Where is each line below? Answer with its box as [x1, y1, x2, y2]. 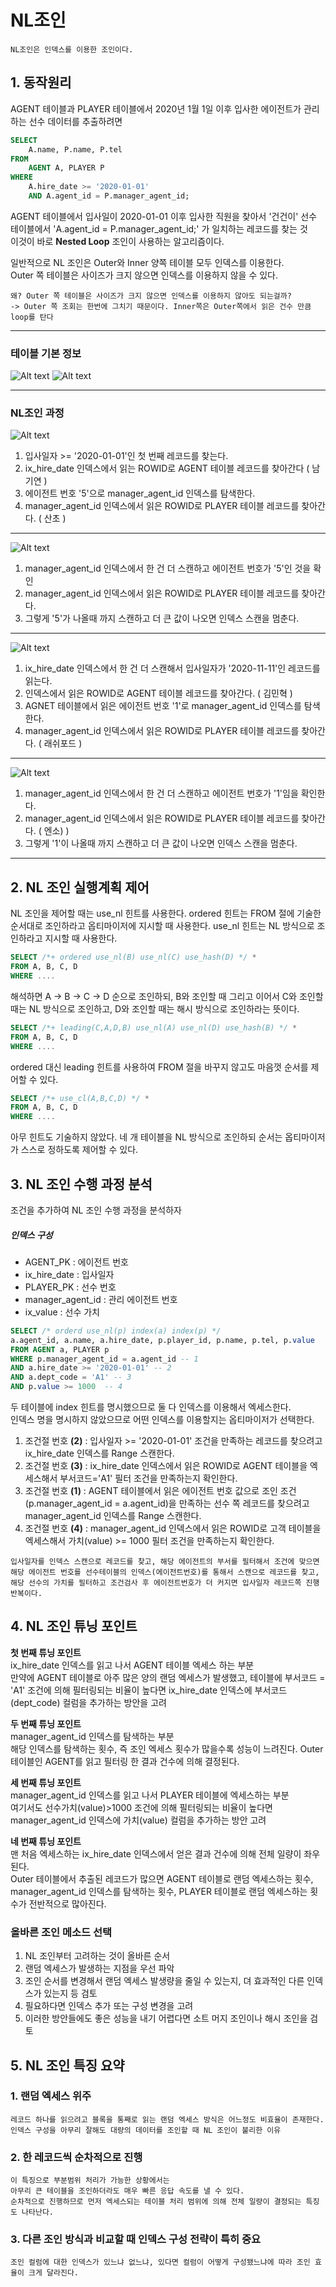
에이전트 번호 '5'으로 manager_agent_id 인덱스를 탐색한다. [24, 487, 256, 500]
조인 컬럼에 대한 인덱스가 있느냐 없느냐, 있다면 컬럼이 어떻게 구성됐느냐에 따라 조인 [10, 2257, 311, 2268]
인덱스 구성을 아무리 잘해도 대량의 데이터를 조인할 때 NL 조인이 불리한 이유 [10, 2125, 282, 2135]
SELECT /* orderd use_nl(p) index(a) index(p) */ [10, 1326, 222, 1336]
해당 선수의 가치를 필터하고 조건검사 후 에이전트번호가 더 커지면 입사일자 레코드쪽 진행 [10, 1578, 320, 1588]
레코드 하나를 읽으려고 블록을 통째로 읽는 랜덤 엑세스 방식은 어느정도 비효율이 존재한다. [10, 2114, 325, 2125]
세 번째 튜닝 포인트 [10, 1776, 82, 1788]
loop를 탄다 [10, 312, 54, 322]
